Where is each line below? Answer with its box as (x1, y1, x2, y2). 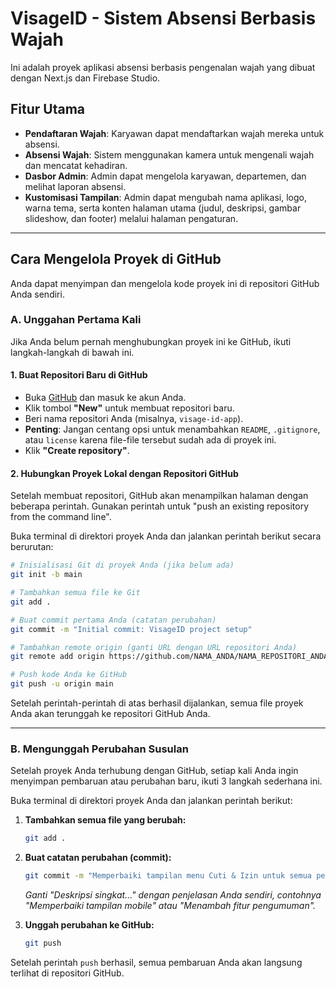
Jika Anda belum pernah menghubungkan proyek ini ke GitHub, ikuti (10, 335, 292, 347)
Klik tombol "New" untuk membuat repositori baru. (24, 402, 235, 414)
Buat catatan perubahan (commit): (24, 852, 172, 864)
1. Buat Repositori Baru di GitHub (10, 369, 148, 381)
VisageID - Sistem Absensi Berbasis (10, 7, 317, 30)
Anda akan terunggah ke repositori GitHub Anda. (10, 708, 211, 720)
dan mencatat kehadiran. (24, 159, 128, 171)
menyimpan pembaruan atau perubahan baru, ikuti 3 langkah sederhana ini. (10, 775, 323, 787)
